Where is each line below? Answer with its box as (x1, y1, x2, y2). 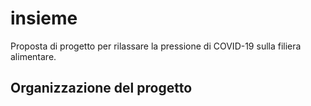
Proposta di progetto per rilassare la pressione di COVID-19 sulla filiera (10, 40, 302, 52)
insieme (10, 7, 78, 30)
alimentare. (10, 50, 57, 62)
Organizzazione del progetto (10, 80, 193, 97)
